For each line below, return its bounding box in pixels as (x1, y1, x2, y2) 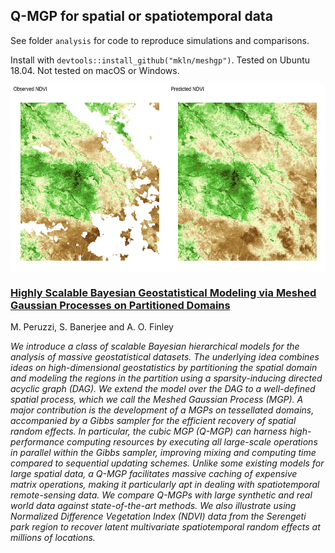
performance (10, 436, 65, 448)
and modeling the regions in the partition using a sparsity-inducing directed (10, 372, 323, 384)
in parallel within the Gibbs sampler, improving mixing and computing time (10, 447, 317, 459)
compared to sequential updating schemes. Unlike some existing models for (10, 457, 325, 469)
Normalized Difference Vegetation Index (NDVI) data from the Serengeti (10, 510, 307, 523)
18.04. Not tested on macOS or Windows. (10, 64, 180, 76)
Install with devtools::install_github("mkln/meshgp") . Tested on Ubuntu (10, 54, 311, 66)
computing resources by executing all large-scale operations (66, 436, 318, 448)
